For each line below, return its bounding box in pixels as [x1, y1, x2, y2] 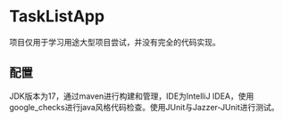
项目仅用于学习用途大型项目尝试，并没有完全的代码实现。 [9, 36, 221, 47]
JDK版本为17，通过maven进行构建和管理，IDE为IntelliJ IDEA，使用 [9, 91, 254, 101]
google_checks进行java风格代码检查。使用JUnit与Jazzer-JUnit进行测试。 [9, 101, 279, 112]
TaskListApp [9, 6, 105, 27]
